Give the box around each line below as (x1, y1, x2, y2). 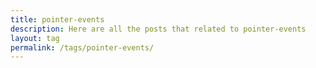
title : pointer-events (10, 14, 105, 25)
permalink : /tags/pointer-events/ (10, 42, 155, 53)
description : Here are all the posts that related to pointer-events (10, 24, 307, 34)
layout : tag (10, 33, 60, 43)
